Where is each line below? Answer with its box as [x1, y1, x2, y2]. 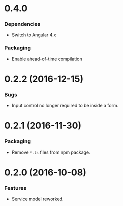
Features [4, 184, 27, 191]
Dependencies [4, 21, 41, 28]
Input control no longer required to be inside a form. [11, 103, 119, 109]
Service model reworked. [11, 196, 64, 202]
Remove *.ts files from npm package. [11, 149, 90, 155]
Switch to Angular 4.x [11, 32, 56, 38]
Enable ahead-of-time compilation [11, 56, 83, 62]
